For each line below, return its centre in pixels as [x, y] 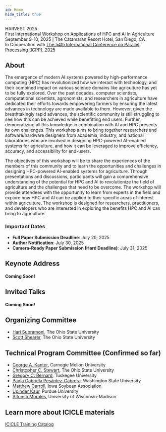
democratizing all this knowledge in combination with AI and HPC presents [81, 125]
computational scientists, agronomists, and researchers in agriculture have [81, 98]
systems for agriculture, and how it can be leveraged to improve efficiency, [82, 146]
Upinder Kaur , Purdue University [45, 391]
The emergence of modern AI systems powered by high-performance [76, 77]
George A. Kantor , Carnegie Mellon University [59, 365]
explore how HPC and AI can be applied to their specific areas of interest [80, 198]
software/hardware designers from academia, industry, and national [74, 135]
